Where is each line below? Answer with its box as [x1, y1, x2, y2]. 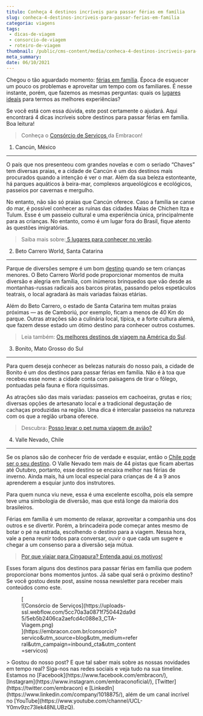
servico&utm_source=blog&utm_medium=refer [21, 634, 138, 641]
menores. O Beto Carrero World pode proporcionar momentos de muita [6, 271, 184, 278]
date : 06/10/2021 [6, 59, 50, 65]
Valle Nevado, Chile [14, 436, 64, 443]
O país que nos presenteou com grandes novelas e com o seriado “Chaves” [6, 161, 195, 168]
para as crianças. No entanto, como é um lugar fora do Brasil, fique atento [6, 217, 191, 224]
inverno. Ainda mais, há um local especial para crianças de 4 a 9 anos [6, 472, 181, 480]
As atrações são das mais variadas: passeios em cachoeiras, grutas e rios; [6, 393, 192, 400]
